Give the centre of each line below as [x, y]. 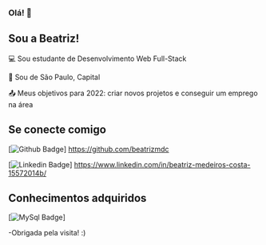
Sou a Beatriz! [44, 39]
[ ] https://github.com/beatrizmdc [89, 149]
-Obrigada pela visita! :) [47, 233]
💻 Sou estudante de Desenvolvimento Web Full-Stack [97, 58]
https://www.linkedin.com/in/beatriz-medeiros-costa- [162, 164]
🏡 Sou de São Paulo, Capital [54, 77]
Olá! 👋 [20, 13]
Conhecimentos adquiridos [77, 198]
